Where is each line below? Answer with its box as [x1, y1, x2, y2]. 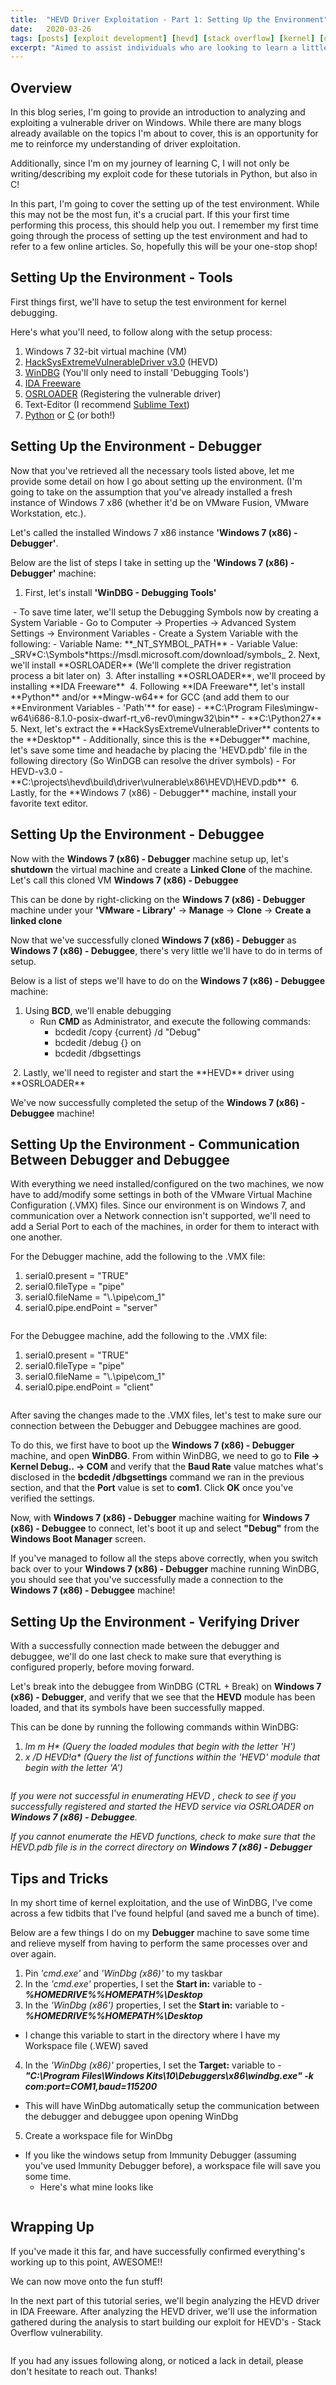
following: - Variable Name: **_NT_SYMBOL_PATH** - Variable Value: [10, 637, 298, 650]
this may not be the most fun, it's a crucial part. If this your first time [10, 209, 290, 221]
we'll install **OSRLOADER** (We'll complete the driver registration [10, 659, 292, 671]
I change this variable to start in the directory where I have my [24, 2029, 281, 2041]
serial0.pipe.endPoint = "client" [24, 1381, 154, 1393]
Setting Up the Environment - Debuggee [10, 826, 265, 843]
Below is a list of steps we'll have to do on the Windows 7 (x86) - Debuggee [10, 974, 326, 986]
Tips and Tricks [10, 1870, 109, 1887]
